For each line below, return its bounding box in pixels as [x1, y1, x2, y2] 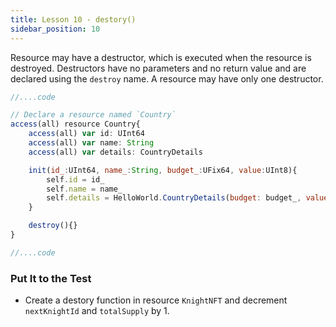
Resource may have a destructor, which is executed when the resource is [10, 51, 312, 63]
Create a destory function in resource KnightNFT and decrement [24, 294, 288, 306]
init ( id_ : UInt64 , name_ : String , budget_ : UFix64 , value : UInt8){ [28, 165, 298, 175]
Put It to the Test [10, 271, 92, 285]
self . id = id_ [46, 174, 105, 185]
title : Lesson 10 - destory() [10, 14, 137, 25]
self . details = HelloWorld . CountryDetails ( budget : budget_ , [46, 193, 302, 203]
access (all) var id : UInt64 [28, 129, 145, 139]
